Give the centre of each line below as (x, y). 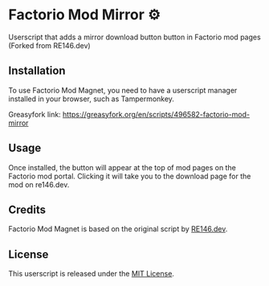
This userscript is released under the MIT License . (92, 274)
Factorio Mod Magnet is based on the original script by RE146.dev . (118, 229)
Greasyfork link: (35, 114)
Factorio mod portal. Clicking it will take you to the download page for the (130, 176)
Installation (37, 71)
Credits (27, 209)
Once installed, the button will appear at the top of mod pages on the (122, 167)
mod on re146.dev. (39, 184)
